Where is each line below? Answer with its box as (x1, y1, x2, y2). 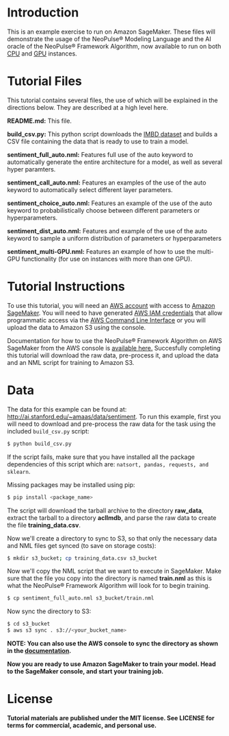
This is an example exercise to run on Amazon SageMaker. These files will (7, 27, 215, 36)
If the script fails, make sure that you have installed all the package (7, 453, 195, 461)
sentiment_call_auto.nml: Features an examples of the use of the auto (7, 178, 206, 187)
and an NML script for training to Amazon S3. (7, 358, 135, 366)
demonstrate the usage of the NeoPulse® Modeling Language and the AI (7, 34, 212, 43)
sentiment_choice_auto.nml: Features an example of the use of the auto (7, 199, 213, 207)
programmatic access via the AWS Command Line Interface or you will (7, 316, 206, 324)
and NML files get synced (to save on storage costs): (7, 541, 157, 549)
